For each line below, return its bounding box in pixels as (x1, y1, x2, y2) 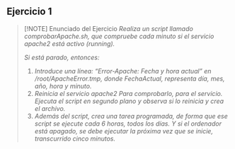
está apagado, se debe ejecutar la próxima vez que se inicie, (34, 126, 214, 135)
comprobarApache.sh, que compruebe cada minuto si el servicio (23, 32, 214, 40)
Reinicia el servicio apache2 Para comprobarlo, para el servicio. (34, 89, 223, 97)
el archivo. (34, 104, 66, 112)
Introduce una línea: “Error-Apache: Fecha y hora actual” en (34, 66, 212, 75)
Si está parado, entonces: (23, 53, 100, 61)
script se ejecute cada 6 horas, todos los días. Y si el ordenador (34, 119, 222, 128)
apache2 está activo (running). (23, 39, 115, 48)
